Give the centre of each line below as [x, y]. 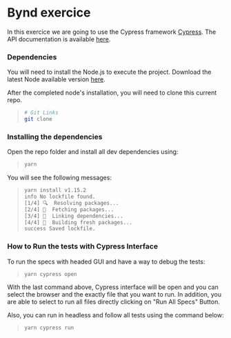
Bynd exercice [49, 13]
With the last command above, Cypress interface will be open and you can [113, 287]
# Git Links [41, 113]
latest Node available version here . [56, 79]
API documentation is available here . [59, 39]
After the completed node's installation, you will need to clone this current [112, 93]
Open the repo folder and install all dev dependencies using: [93, 152]
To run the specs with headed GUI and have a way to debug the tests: [106, 261]
